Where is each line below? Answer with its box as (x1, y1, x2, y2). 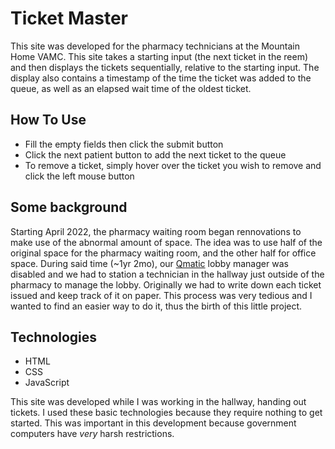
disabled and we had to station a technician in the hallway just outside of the (10, 268, 325, 280)
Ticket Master (10, 7, 129, 30)
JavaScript (24, 377, 70, 389)
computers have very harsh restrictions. (10, 428, 175, 440)
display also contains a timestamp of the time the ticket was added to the (10, 72, 312, 84)
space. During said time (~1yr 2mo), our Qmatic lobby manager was (10, 257, 289, 269)
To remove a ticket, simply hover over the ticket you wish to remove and (24, 159, 322, 171)
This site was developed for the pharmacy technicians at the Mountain (10, 40, 300, 52)
